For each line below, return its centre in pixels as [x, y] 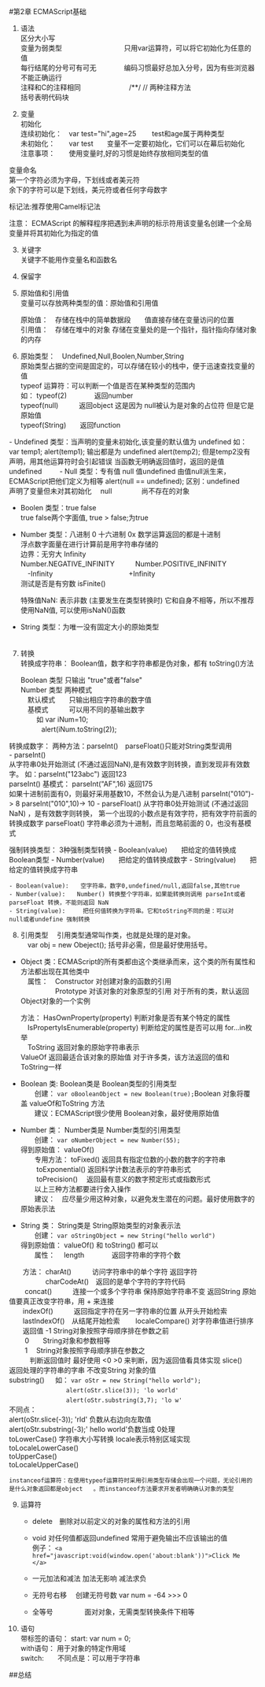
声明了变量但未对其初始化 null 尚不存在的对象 [99, 491]
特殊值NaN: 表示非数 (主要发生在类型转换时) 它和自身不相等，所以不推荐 [137, 600]
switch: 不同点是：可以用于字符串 [80, 1658]
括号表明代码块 [44, 97]
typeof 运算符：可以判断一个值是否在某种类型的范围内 [108, 386]
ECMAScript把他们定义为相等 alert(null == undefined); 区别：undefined [125, 481]
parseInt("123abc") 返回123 [83, 774]
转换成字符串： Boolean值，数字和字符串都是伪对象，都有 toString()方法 [137, 663]
